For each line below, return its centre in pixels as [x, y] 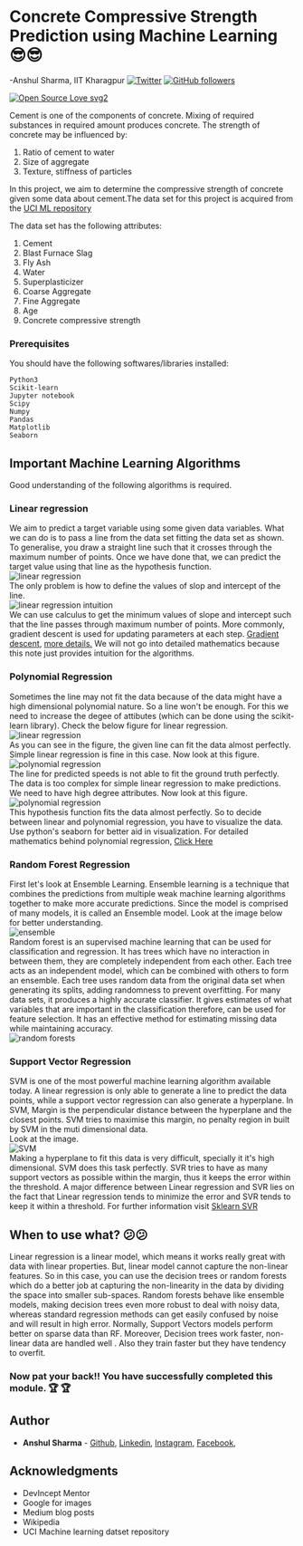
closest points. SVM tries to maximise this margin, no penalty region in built [150, 1119]
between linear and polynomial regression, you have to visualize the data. [146, 821]
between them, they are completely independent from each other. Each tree [151, 961]
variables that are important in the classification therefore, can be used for [148, 1009]
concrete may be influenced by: [69, 134]
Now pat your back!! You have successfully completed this [141, 1376]
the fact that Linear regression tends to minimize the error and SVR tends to [150, 1196]
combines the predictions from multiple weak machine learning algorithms [148, 893]
